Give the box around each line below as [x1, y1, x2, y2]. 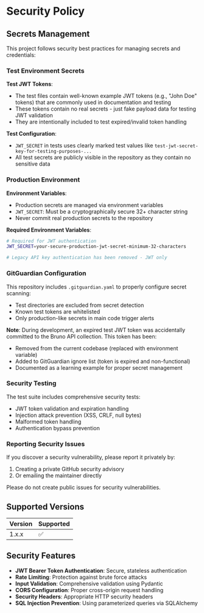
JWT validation [15, 112, 54, 119]
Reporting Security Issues [6, 439, 85, 448]
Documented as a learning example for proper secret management [15, 364, 183, 371]
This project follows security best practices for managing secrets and [6, 45, 181, 52]
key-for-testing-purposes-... [15, 149, 93, 155]
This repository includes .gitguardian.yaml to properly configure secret [6, 283, 187, 290]
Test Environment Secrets [6, 66, 85, 75]
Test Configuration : [6, 130, 57, 138]
